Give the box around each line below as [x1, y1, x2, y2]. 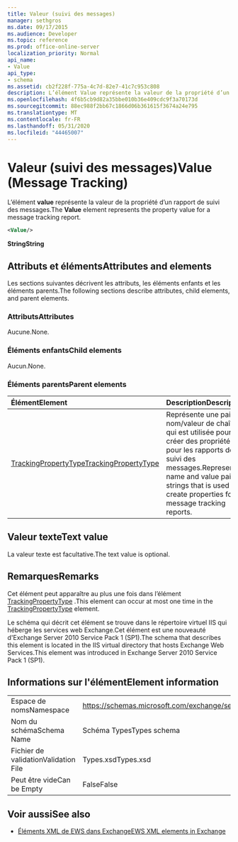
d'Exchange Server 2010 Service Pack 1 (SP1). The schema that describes [7, 633, 222, 641]
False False [82, 780, 118, 790]
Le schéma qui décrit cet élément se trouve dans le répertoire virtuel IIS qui [7, 618, 227, 627]
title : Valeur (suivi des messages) [7, 10, 115, 18]
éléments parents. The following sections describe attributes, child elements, [7, 286, 230, 295]
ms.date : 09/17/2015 [7, 23, 69, 30]
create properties [166, 489, 225, 499]
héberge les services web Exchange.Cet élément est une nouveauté [7, 625, 206, 634]
